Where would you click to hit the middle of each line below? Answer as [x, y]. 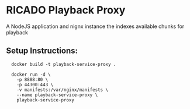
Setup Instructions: [42, 51]
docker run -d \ [31, 74]
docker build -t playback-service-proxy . [64, 64]
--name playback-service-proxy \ [57, 95]
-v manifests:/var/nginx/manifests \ [63, 90]
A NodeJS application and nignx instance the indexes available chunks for [95, 26]
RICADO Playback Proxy [66, 10]
